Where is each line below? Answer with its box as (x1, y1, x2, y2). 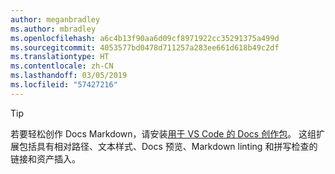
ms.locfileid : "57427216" (10, 80, 118, 90)
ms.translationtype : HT (10, 52, 110, 62)
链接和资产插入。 (10, 152, 81, 165)
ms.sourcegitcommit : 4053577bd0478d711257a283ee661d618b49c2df (10, 42, 280, 53)
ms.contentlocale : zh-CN (10, 61, 114, 71)
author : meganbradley (10, 14, 101, 25)
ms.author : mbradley (10, 24, 97, 34)
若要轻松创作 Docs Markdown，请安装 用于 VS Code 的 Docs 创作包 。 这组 (10, 127, 317, 140)
